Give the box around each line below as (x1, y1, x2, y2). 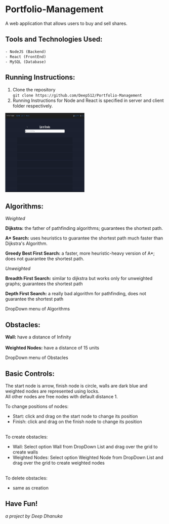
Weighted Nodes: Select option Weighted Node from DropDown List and (12, 455, 163, 460)
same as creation (12, 485, 49, 491)
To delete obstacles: (5, 475, 48, 481)
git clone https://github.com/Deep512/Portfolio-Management (12, 93, 142, 98)
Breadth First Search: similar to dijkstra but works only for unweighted (5, 275, 153, 282)
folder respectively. (12, 102, 53, 109)
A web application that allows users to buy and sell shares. (5, 20, 128, 26)
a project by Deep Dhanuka (5, 513, 63, 519)
